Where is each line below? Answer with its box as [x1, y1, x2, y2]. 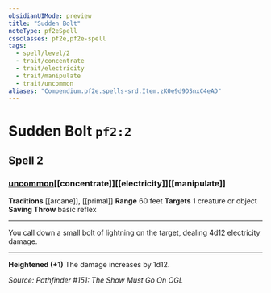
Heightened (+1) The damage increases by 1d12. [8, 260, 170, 270]
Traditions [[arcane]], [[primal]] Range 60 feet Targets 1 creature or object [8, 196, 258, 206]
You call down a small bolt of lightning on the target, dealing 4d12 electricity [8, 228, 261, 238]
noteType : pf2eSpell [8, 27, 78, 35]
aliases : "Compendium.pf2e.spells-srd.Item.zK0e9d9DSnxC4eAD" [8, 86, 222, 95]
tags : [8, 42, 27, 50]
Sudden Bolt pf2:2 [8, 122, 132, 140]
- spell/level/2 [15, 49, 70, 57]
